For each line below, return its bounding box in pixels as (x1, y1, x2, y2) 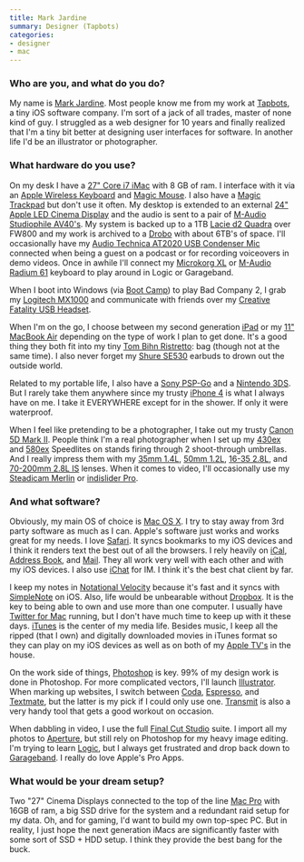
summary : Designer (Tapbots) (9, 22, 120, 31)
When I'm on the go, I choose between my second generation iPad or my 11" (9, 321, 295, 332)
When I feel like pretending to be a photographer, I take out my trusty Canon (9, 424, 294, 435)
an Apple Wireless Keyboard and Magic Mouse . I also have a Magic (9, 189, 261, 200)
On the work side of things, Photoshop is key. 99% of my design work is (9, 667, 279, 678)
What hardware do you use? (9, 159, 136, 172)
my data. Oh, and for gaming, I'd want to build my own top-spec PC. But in (9, 815, 288, 826)
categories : (9, 30, 54, 39)
